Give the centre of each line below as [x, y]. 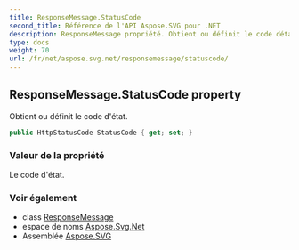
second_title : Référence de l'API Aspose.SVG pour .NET [115, 26]
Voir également [43, 198]
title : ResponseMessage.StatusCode [75, 17]
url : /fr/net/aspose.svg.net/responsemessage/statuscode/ [119, 59]
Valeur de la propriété [57, 155]
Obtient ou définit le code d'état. [69, 116]
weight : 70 [29, 51]
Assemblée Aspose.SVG [67, 236]
